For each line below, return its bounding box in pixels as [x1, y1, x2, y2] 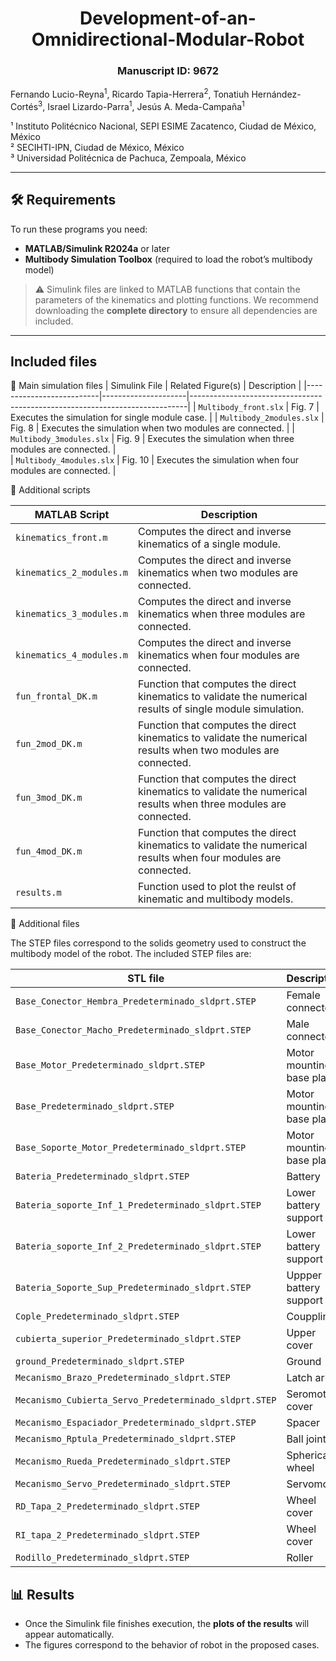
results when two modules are [138, 743, 280, 757]
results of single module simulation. [138, 702, 305, 716]
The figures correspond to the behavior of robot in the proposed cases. [24, 1639, 320, 1651]
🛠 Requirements [10, 192, 117, 209]
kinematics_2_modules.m [15, 567, 129, 579]
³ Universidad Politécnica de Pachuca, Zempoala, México [10, 152, 247, 164]
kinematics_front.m [15, 532, 108, 544]
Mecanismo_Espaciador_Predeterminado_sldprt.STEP [15, 1417, 257, 1429]
